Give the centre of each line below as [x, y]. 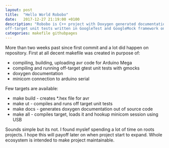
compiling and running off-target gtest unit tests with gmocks [76, 68]
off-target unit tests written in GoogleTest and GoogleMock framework [82, 29]
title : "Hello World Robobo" [37, 15]
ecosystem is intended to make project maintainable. [60, 140]
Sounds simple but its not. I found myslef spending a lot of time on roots [80, 129]
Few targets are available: [32, 88]
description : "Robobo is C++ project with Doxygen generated [71, 24]
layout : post [19, 10]
